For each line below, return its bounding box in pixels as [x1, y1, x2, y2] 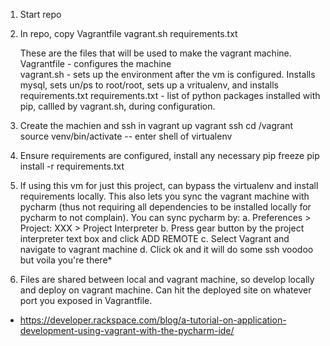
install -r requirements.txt [19, 160, 125, 172]
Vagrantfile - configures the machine [19, 58, 172, 69]
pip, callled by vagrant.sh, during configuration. [19, 100, 216, 112]
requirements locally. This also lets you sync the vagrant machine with [19, 190, 310, 202]
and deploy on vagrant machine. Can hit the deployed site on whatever [19, 284, 312, 296]
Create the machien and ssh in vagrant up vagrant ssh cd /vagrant [19, 120, 294, 131]
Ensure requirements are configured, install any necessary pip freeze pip [19, 150, 320, 161]
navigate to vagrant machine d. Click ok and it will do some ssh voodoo [19, 244, 314, 255]
